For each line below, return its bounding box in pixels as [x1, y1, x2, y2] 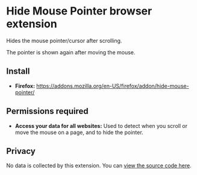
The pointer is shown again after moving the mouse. [6, 48, 136, 56]
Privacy [6, 146, 36, 156]
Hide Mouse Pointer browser [6, 4, 152, 18]
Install [6, 66, 30, 77]
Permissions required [6, 106, 89, 116]
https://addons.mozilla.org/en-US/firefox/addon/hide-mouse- [36, 82, 189, 89]
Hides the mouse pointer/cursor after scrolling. [6, 37, 122, 44]
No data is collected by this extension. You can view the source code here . [6, 162, 192, 170]
